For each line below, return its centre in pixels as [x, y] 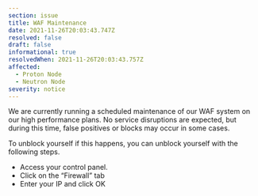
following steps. [34, 152]
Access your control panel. [64, 168]
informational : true [42, 52]
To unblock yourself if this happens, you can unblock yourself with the [123, 144]
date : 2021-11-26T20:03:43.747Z [62, 30]
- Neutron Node [40, 81]
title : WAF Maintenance [48, 23]
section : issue [33, 15]
